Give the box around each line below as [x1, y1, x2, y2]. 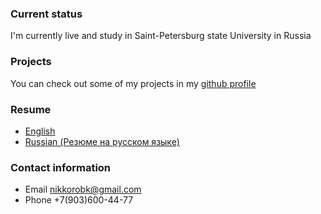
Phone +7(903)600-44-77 [24, 194, 134, 206]
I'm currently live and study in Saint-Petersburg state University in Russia [10, 30, 312, 42]
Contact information [10, 160, 112, 174]
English [24, 125, 56, 137]
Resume [10, 102, 52, 116]
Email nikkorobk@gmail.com [24, 183, 142, 196]
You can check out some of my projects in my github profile [10, 77, 257, 89]
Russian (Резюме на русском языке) [24, 135, 180, 147]
